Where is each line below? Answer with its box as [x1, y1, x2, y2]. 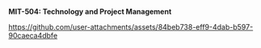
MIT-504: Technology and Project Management [8, 7, 172, 16]
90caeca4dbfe [8, 31, 58, 40]
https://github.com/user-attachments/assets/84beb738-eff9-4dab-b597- [8, 22, 254, 31]
